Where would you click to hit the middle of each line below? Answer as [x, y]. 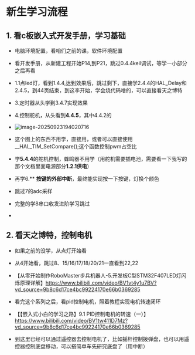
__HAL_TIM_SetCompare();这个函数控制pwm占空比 [76, 146]
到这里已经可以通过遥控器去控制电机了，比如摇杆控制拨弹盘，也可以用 [99, 339]
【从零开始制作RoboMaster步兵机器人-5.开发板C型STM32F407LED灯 [98, 275]
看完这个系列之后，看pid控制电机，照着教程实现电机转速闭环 [88, 301]
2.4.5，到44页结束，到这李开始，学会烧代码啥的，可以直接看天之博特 [98, 90]
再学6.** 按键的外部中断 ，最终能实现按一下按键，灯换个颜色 [87, 179]
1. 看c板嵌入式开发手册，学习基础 [66, 35]
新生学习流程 [37, 12]
